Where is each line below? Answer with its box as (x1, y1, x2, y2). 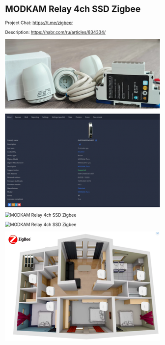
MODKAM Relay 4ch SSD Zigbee (5, 3, 141, 15)
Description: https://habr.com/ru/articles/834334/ (5, 29, 106, 35)
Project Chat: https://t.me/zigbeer (5, 20, 73, 26)
